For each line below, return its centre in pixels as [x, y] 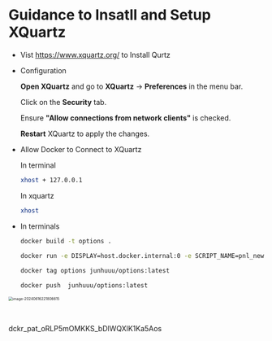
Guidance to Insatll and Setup [110, 15]
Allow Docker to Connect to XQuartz [81, 149]
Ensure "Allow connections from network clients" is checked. [125, 118]
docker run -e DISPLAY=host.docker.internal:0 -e [106, 256]
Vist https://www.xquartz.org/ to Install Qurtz [95, 55]
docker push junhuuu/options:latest [84, 286]
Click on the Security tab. [63, 102]
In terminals [40, 226]
